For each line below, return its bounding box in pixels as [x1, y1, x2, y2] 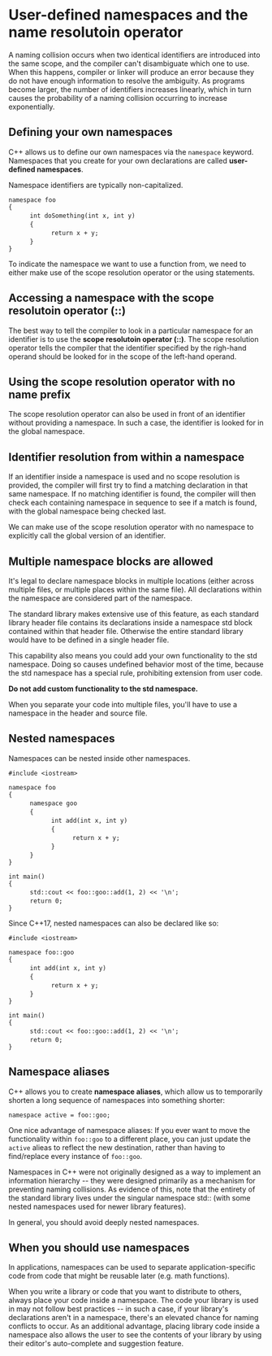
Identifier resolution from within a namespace [8, 450, 245, 464]
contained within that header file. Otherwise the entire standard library [8, 627, 244, 636]
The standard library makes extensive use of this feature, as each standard [8, 609, 260, 619]
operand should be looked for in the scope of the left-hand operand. [8, 352, 237, 361]
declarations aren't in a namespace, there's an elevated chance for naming [8, 1313, 259, 1323]
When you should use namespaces [8, 1241, 190, 1255]
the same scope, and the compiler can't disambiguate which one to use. [8, 59, 250, 68]
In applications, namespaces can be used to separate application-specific [8, 1262, 256, 1272]
